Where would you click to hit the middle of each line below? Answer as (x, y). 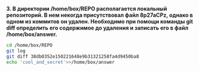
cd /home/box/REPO (29, 45)
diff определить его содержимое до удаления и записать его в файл (97, 28)
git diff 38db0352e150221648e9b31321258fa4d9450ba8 (73, 57)
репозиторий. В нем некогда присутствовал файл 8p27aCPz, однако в (100, 15)
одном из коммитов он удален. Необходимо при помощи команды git (100, 21)
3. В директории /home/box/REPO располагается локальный (87, 9)
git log (16, 51)
